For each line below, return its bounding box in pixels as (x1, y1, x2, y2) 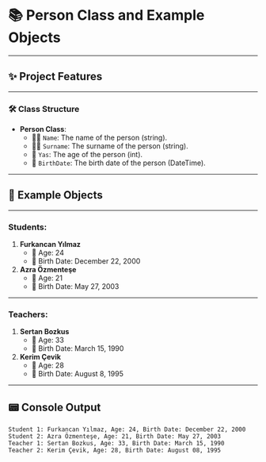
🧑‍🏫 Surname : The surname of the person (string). (31, 141, 188, 151)
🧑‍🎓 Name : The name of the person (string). (31, 133, 168, 143)
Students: (8, 221, 47, 233)
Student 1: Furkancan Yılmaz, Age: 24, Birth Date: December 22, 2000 (8, 425, 246, 433)
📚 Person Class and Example (8, 6, 205, 25)
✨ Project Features (8, 70, 103, 83)
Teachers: (8, 309, 48, 320)
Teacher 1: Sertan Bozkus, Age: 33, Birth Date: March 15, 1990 (8, 440, 225, 448)
